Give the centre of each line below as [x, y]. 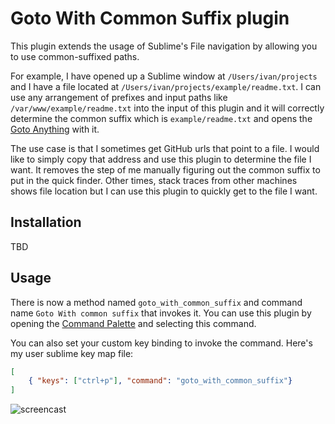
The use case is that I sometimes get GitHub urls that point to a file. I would [165, 148]
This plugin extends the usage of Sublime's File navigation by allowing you [164, 46]
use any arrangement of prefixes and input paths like [119, 97]
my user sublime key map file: [72, 353]
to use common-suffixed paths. [75, 56]
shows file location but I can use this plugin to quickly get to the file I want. [164, 191]
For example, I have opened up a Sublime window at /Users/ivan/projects [164, 76]
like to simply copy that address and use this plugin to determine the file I [161, 159]
